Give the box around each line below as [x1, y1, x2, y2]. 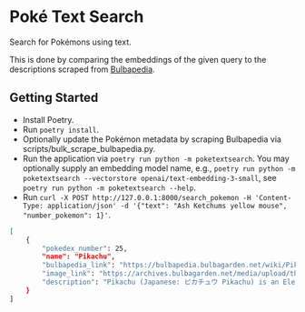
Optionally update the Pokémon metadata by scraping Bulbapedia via [22, 134, 281, 145]
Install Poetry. [22, 114, 74, 125]
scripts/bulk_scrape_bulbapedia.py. [22, 143, 156, 154]
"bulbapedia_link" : [42, 261, 116, 270]
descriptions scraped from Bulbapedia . [9, 64, 156, 75]
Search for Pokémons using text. [9, 36, 132, 47]
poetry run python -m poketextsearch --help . [22, 182, 197, 193]
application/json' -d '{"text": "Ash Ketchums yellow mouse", [46, 201, 288, 210]
